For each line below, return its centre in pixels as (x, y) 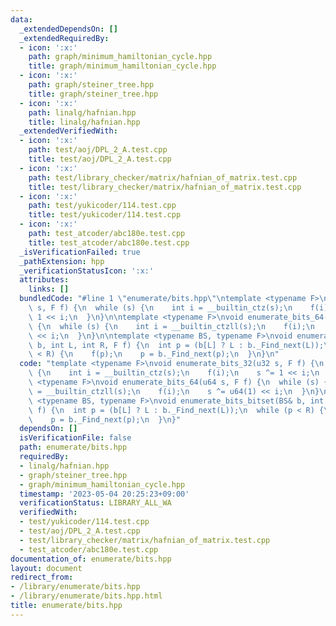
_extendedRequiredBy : (64, 38)
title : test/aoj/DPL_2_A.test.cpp (100, 159)
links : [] (49, 289)
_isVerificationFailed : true (80, 252)
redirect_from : (42, 577)
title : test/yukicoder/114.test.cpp (105, 215)
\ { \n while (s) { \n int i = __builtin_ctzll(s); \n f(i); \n (171, 326)
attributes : (44, 280)
